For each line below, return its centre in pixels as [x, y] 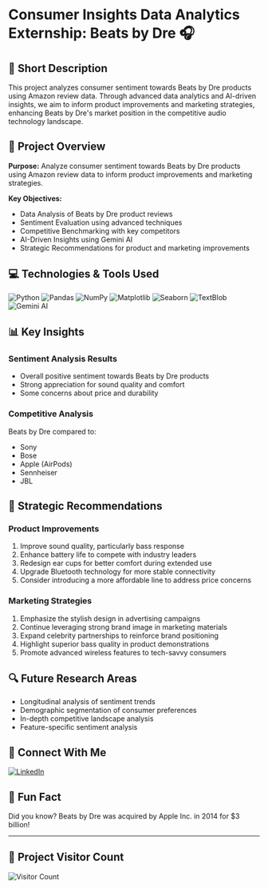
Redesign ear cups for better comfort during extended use [116, 563]
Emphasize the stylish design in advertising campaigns [110, 619]
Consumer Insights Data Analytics [124, 15]
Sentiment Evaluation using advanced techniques [101, 222]
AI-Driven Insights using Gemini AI [76, 239]
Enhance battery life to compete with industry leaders [108, 555]
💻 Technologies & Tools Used [84, 274]
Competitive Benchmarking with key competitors [100, 230]
